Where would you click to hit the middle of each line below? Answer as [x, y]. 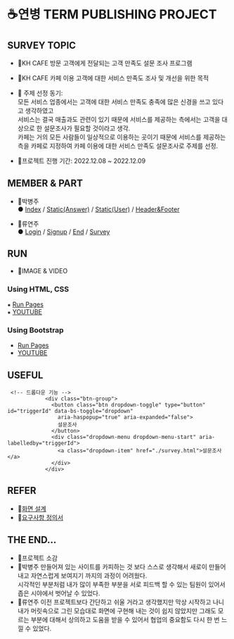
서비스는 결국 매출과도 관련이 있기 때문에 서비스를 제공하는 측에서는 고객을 [119, 119]
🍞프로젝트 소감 [38, 558]
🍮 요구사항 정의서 [40, 517]
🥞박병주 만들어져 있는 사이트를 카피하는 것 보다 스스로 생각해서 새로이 [112, 566]
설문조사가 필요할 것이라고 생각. [87, 128]
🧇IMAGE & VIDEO [43, 271]
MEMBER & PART [45, 184]
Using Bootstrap [36, 330]
